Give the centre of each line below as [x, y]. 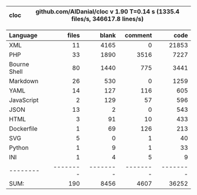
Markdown [24, 81]
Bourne [19, 64]
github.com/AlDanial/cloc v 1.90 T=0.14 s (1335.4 [108, 11]
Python [19, 148]
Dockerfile [23, 129]
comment [138, 35]
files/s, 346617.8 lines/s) [107, 19]
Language [23, 35]
